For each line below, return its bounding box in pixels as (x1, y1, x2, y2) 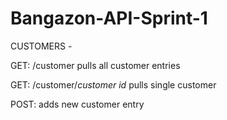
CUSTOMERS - (10, 40, 73, 52)
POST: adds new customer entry (10, 98, 145, 110)
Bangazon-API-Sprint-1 (10, 7, 208, 30)
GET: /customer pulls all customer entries (10, 59, 181, 71)
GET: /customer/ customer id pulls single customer (10, 78, 217, 91)
